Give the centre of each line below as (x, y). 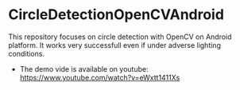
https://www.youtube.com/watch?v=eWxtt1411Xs (100, 77)
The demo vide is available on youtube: (84, 68)
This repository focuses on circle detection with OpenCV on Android (120, 37)
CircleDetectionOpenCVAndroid (116, 15)
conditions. (27, 53)
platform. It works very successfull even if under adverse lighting (114, 45)
